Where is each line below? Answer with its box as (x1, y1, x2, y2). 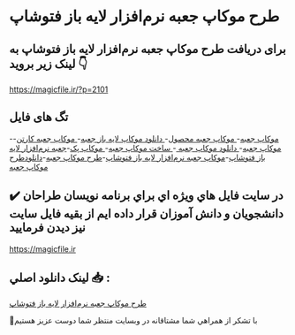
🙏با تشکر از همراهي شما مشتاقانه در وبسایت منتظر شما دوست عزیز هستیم (9, 316, 258, 326)
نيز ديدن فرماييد (9, 220, 86, 235)
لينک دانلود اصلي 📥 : (9, 270, 110, 286)
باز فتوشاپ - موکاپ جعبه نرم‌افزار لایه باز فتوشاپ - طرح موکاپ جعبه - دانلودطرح (9, 152, 266, 163)
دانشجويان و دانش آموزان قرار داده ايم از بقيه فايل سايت (9, 206, 284, 222)
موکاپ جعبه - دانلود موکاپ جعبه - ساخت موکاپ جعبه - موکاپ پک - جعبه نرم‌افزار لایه (9, 142, 282, 153)
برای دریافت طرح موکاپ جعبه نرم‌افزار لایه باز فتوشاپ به (9, 42, 287, 57)
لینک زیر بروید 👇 (9, 56, 88, 72)
